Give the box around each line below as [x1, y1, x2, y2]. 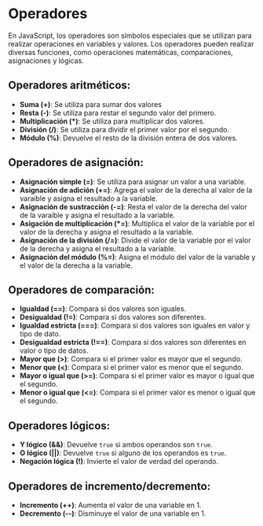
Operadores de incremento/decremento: [8, 480, 211, 493]
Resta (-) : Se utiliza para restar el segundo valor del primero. [19, 108, 217, 117]
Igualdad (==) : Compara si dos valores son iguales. [19, 304, 187, 313]
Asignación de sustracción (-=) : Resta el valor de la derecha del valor [19, 202, 247, 211]
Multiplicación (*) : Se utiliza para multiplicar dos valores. [19, 116, 206, 126]
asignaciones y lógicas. [8, 56, 84, 65]
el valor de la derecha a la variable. [19, 261, 133, 270]
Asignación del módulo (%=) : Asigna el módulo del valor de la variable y [19, 252, 256, 261]
